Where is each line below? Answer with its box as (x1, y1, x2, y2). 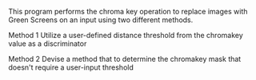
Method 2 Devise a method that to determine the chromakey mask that (8, 55, 242, 63)
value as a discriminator (8, 39, 87, 48)
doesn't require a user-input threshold (8, 63, 134, 72)
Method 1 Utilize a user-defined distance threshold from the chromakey (8, 31, 244, 40)
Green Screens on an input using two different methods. (8, 15, 194, 25)
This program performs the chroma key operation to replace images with (8, 7, 248, 16)
